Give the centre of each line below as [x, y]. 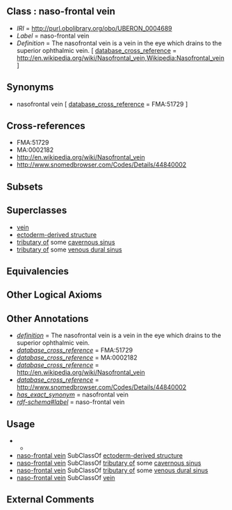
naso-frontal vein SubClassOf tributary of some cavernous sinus [109, 463]
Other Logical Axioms [54, 295]
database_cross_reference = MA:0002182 [77, 357]
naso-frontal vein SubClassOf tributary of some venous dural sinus [112, 470]
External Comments [50, 500]
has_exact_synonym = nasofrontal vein [73, 395]
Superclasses [37, 211]
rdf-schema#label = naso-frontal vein [71, 402]
